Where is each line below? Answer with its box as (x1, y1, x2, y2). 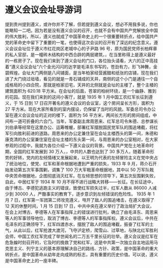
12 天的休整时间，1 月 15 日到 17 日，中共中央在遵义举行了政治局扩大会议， (5, 203, 154, 209)
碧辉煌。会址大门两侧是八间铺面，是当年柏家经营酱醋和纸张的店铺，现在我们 (5, 70, 158, 76)
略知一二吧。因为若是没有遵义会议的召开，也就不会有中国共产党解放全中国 (9, 27, 158, 33)
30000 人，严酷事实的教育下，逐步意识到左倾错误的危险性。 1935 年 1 (14, 191, 155, 197)
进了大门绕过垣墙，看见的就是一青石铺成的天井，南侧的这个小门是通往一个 (5, 76, 154, 81)
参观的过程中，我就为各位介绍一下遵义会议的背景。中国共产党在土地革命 (5, 142, 149, 148)
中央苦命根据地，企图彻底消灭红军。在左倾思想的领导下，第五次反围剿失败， (5, 173, 158, 178)
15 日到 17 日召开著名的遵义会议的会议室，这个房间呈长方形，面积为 (18, 100, 154, 106)
